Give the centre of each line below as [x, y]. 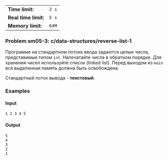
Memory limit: [25, 26]
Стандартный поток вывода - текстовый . [50, 78]
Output [13, 125]
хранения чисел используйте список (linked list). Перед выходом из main [84, 63]
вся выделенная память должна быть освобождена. [62, 68]
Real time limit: [26, 17]
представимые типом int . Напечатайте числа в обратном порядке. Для [83, 57]
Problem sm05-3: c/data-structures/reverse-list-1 [69, 41]
